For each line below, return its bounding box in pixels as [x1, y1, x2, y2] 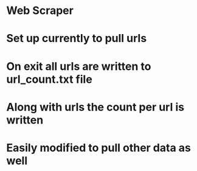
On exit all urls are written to [6, 59, 151, 73]
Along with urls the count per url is [6, 100, 184, 114]
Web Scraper [6, 4, 74, 18]
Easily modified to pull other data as [6, 141, 192, 155]
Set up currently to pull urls [6, 32, 147, 46]
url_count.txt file [6, 72, 92, 86]
